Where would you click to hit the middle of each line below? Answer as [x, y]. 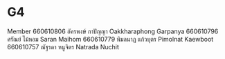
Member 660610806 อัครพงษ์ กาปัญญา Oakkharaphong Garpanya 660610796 [113, 31]
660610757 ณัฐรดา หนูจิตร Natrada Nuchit [63, 47]
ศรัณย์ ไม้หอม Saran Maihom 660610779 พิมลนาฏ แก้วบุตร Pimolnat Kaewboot [110, 39]
